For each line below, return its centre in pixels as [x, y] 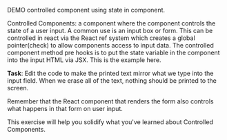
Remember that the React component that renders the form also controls [110, 101]
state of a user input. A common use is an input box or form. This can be [110, 31]
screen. [18, 88]
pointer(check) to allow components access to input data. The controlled [110, 45]
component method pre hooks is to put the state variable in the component [113, 52]
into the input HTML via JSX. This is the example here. [84, 60]
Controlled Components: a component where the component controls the [111, 23]
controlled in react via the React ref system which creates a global [101, 38]
